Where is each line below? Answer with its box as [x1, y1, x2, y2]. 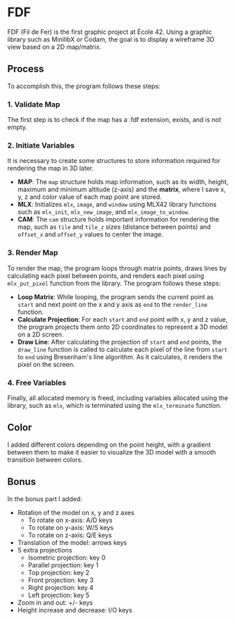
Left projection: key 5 [27, 591, 90, 599]
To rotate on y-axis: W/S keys [27, 523, 114, 531]
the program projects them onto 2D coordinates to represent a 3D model [17, 322, 228, 331]
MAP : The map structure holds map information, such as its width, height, [17, 178, 229, 186]
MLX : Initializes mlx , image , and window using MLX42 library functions [17, 200, 217, 209]
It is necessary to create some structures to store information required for [7, 157, 221, 165]
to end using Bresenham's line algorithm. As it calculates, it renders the [17, 352, 223, 361]
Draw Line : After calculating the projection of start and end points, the [17, 337, 222, 346]
